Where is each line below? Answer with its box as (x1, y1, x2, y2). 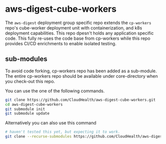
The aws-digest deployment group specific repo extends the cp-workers (5, 20, 152, 26)
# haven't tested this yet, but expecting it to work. (5, 129, 121, 135)
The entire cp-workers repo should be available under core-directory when (5, 73, 158, 79)
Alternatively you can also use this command (5, 120, 96, 126)
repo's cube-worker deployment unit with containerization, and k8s (5, 25, 142, 30)
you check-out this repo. (5, 78, 55, 84)
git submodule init (5, 107, 45, 112)
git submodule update (5, 111, 50, 116)
